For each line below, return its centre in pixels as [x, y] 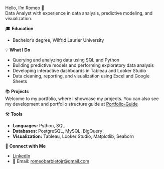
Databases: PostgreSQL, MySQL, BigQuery [57, 131]
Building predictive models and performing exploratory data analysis [83, 65]
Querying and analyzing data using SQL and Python [66, 60]
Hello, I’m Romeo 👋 [25, 8]
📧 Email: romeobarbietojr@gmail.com [51, 161]
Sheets [20, 81]
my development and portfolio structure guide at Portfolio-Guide [71, 104]
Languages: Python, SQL [39, 125]
